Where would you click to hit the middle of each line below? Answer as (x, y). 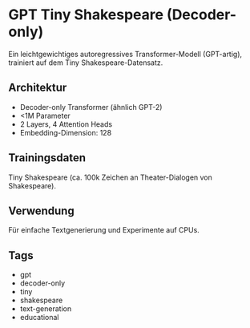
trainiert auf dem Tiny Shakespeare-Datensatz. (86, 63)
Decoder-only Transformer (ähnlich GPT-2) (91, 107)
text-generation (46, 309)
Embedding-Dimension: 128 (66, 132)
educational (39, 318)
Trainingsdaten (47, 158)
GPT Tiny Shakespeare (86, 15)
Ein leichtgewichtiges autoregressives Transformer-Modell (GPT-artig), (125, 54)
